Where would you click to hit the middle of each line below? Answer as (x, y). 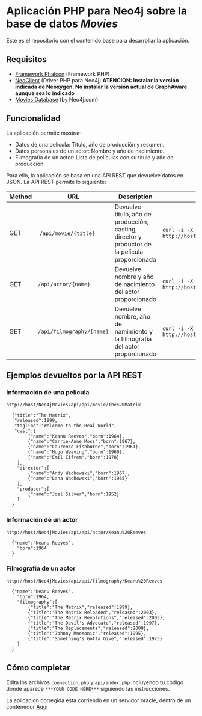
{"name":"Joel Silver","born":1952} (74, 494)
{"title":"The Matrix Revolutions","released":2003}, (96, 617)
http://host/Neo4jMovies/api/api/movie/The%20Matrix (74, 405)
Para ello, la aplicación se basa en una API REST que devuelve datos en (95, 175)
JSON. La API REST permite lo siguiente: (56, 182)
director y (128, 237)
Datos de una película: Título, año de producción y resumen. (90, 144)
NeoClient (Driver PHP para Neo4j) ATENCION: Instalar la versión (97, 80)
